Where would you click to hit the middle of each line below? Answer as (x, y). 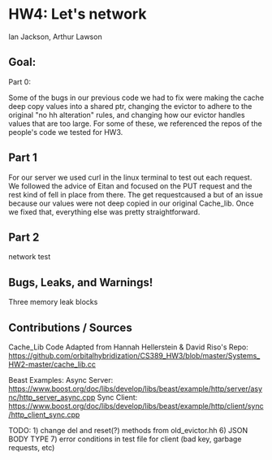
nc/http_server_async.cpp (52, 397)
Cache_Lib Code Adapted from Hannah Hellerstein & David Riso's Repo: (129, 347)
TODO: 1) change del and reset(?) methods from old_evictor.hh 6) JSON (128, 430)
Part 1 (23, 158)
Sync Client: (117, 397)
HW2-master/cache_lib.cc (52, 364)
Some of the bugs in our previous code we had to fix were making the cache (136, 98)
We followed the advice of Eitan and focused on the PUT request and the (130, 186)
